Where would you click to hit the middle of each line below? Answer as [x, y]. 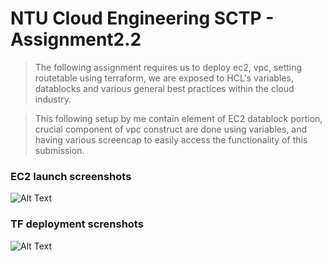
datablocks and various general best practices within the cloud [164, 88]
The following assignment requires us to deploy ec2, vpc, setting [168, 67]
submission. [59, 150]
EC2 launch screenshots [71, 176]
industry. [53, 99]
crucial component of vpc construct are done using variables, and [171, 129]
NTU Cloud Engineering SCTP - [142, 18]
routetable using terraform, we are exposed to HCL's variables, [164, 78]
